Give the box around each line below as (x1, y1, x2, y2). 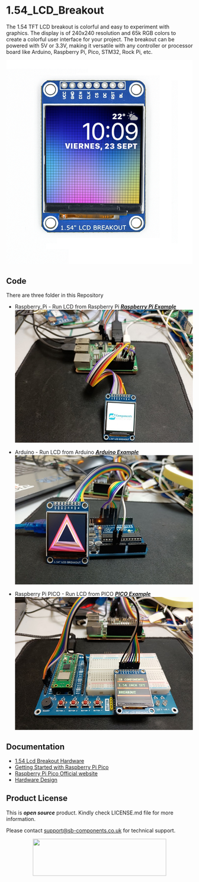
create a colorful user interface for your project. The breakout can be (6, 36, 175, 43)
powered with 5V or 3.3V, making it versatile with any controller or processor (6, 42, 193, 49)
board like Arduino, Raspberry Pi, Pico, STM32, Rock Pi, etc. (6, 48, 153, 55)
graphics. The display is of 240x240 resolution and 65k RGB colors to (6, 29, 176, 36)
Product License (6, 793, 68, 803)
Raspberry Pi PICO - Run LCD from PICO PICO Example (14, 591, 151, 598)
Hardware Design (14, 776, 58, 783)
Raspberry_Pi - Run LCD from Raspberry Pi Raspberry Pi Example (14, 303, 176, 310)
